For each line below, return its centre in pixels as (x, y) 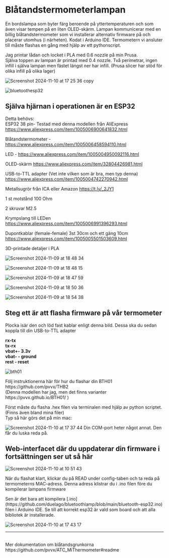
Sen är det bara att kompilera (35, 499)
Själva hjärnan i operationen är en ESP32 (70, 107)
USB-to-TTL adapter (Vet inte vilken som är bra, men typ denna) (72, 173)
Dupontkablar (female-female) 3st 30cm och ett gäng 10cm (67, 233)
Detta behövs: (20, 118)
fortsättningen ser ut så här (49, 456)
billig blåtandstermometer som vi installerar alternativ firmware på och (78, 34)
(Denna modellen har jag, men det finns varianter (56, 392)
